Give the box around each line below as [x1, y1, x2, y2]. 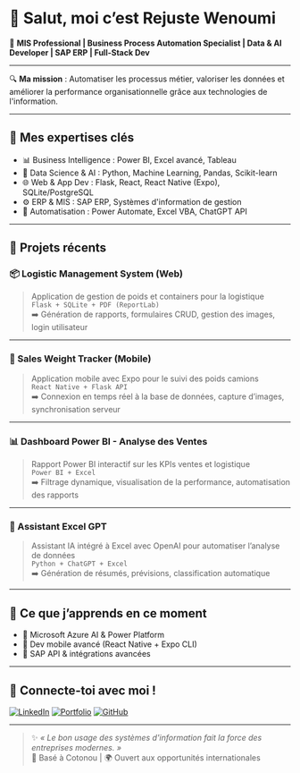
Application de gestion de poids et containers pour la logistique [30, 291, 265, 302]
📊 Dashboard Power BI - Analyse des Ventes [9, 435, 208, 447]
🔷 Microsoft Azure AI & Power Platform [21, 630, 165, 641]
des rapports [30, 489, 79, 500]
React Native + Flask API [30, 382, 128, 392]
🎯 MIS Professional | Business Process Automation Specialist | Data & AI [9, 38, 283, 48]
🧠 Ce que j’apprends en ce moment [9, 606, 207, 621]
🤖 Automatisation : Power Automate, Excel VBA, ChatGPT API [21, 206, 247, 217]
